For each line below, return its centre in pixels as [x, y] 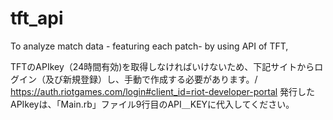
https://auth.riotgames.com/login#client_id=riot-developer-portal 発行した [163, 91]
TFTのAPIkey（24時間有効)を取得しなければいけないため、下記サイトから [162, 66]
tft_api [37, 18]
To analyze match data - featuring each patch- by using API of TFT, [149, 46]
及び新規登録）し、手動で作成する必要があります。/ [151, 79]
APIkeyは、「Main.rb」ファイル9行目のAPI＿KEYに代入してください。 [152, 104]
